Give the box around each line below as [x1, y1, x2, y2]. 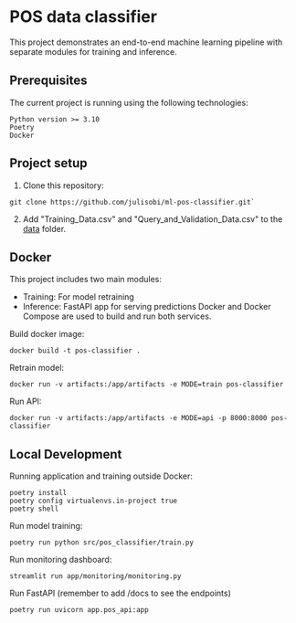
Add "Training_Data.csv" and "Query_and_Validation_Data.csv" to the [22, 213, 283, 225]
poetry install [9, 489, 68, 498]
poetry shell [9, 504, 59, 513]
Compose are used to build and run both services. [22, 311, 212, 322]
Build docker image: [9, 329, 85, 340]
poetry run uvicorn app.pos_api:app [9, 606, 149, 615]
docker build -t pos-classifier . [9, 346, 142, 355]
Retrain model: [9, 363, 65, 374]
